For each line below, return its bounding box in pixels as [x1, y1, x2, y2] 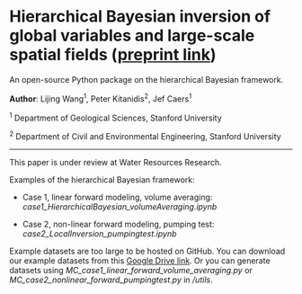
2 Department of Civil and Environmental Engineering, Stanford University [9, 129, 281, 141]
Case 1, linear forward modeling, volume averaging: [22, 192, 213, 202]
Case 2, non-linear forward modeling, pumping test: [22, 218, 215, 229]
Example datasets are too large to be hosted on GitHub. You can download [9, 245, 286, 256]
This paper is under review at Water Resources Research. [9, 156, 222, 167]
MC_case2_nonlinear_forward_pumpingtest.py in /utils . [9, 274, 213, 285]
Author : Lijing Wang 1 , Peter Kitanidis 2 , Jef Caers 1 [9, 92, 192, 104]
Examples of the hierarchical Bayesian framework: [9, 174, 195, 185]
